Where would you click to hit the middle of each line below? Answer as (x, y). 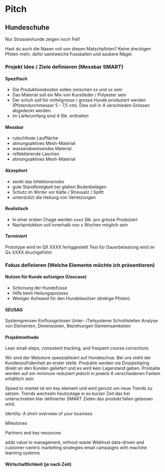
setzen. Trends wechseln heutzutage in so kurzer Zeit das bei (68, 393)
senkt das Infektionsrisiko (38, 181)
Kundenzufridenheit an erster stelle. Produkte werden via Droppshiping (77, 363)
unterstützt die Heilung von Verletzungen (54, 197)
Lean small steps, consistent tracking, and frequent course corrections (77, 348)
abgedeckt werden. (32, 111)
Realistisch (17, 209)
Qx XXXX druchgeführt (29, 252)
